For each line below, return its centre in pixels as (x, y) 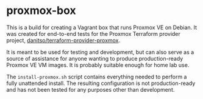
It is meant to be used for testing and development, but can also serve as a (100, 52)
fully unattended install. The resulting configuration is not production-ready (101, 83)
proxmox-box (41, 11)
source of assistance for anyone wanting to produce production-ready (95, 58)
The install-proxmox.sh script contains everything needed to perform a (97, 77)
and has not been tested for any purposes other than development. (91, 89)
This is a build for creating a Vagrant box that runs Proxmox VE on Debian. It (101, 27)
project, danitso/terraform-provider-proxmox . (63, 40)
